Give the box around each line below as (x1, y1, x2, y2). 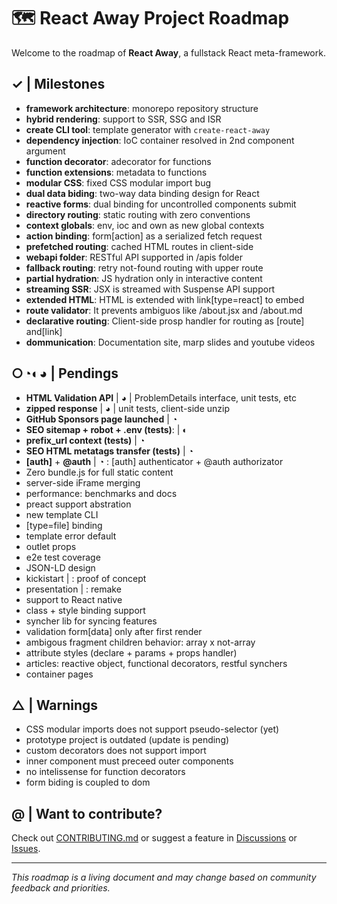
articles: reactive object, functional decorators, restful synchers (25, 657, 288, 669)
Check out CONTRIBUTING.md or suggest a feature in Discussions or (11, 832, 298, 844)
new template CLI (25, 508, 99, 520)
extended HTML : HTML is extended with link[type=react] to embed (25, 293, 305, 305)
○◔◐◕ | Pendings (11, 365, 119, 382)
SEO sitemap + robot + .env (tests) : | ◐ (25, 423, 188, 435)
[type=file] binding (25, 519, 103, 531)
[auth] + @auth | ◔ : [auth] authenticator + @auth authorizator (25, 455, 284, 467)
